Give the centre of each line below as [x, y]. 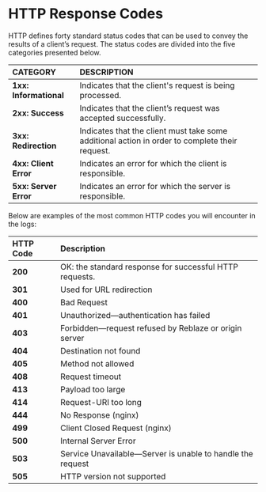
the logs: [23, 224]
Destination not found [101, 350]
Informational [38, 95]
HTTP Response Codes [86, 14]
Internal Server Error [98, 441]
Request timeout [91, 377]
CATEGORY [34, 72]
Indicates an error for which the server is [155, 186]
